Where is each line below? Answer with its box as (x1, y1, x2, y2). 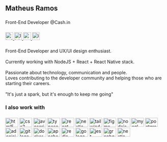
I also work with (5, 104, 45, 111)
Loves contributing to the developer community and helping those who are (5, 75, 162, 81)
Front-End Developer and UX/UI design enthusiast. (5, 48, 112, 54)
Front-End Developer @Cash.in (5, 19, 70, 25)
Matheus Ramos (5, 4, 58, 13)
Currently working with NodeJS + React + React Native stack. (5, 59, 135, 65)
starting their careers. (5, 80, 51, 87)
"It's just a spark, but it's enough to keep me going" (5, 91, 114, 97)
